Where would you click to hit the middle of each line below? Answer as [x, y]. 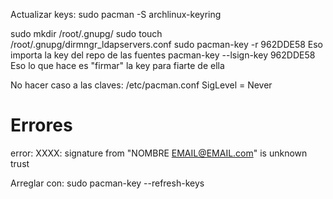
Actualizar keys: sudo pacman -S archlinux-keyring [116, 14]
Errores [41, 125]
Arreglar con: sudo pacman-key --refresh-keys [107, 183]
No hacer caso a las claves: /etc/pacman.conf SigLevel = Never [141, 85]
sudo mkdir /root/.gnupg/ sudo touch [86, 33]
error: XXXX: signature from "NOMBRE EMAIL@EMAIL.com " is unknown [159, 153]
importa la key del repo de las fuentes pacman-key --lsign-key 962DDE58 [163, 55]
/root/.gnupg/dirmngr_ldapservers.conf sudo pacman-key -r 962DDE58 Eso [167, 44]
